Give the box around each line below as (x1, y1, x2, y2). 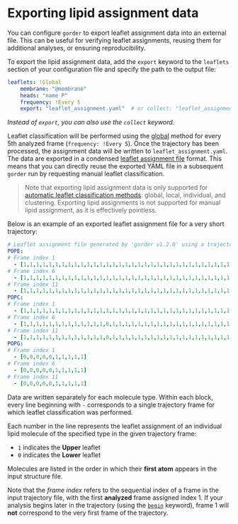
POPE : (7, 247, 23, 255)
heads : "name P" (20, 92, 69, 99)
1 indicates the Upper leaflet (17, 443, 101, 451)
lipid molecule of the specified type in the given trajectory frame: (7, 429, 197, 438)
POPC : (7, 294, 23, 301)
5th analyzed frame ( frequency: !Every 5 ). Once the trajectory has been (7, 139, 220, 148)
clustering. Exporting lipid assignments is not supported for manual (24, 198, 221, 207)
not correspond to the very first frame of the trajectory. (7, 508, 169, 517)
